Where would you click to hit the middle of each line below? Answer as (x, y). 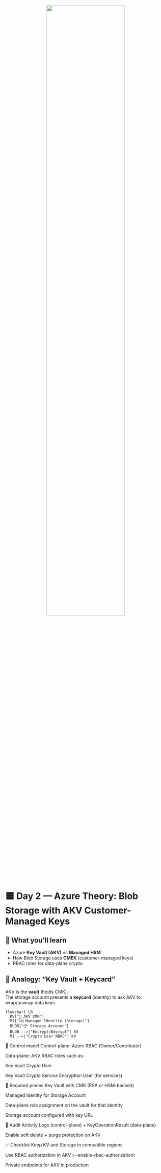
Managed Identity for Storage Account (46, 1095)
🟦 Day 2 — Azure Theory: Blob (72, 896)
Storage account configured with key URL (49, 1115)
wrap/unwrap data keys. (31, 1002)
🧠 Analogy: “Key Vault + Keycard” (60, 980)
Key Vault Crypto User (29, 1065)
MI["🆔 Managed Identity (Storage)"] (50, 1021)
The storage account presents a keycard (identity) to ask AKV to (73, 997)
